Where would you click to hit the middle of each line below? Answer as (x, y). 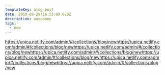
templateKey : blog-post (29, 10)
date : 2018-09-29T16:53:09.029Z (38, 14)
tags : (11, 23)
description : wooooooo (28, 19)
